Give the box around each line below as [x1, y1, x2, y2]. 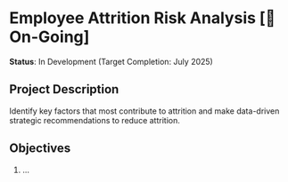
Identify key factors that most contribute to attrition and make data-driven [9, 106, 280, 116]
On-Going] [9, 27, 90, 47]
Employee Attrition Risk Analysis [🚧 [9, 8, 276, 28]
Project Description [9, 82, 119, 97]
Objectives [9, 141, 71, 156]
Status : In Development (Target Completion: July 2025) [9, 56, 214, 67]
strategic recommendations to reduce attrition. [9, 115, 180, 125]
